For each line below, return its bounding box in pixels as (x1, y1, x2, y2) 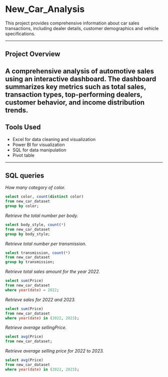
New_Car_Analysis (5, 3, 85, 15)
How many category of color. (5, 184, 66, 190)
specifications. (5, 30, 36, 36)
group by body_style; (5, 231, 50, 236)
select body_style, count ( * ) (5, 222, 66, 227)
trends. (5, 106, 28, 114)
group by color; (5, 203, 39, 208)
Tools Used (5, 123, 41, 131)
